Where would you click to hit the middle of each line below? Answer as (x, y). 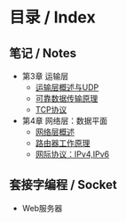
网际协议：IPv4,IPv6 (72, 154)
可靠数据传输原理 (67, 99)
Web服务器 (42, 208)
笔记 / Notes (43, 53)
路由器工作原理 (63, 143)
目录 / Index (52, 17)
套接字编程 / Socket (63, 185)
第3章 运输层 (45, 76)
